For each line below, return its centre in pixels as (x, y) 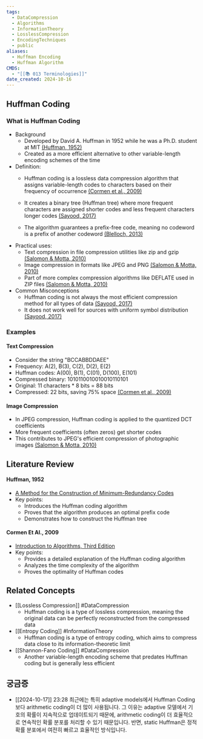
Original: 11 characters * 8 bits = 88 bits (64, 386)
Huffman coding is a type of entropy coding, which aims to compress (110, 637)
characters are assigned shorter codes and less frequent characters (109, 209)
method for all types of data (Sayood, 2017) (78, 303)
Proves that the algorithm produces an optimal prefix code (97, 512)
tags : (13, 12)
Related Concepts (41, 591)
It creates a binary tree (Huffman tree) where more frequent (99, 203)
